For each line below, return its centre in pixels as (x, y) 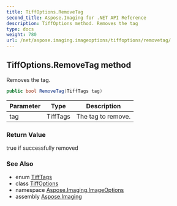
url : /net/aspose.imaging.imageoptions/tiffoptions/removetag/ (89, 40)
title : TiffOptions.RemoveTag (45, 12)
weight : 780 (21, 35)
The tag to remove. (104, 116)
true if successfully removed (42, 148)
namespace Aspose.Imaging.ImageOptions (70, 190)
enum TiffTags (33, 177)
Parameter (25, 106)
